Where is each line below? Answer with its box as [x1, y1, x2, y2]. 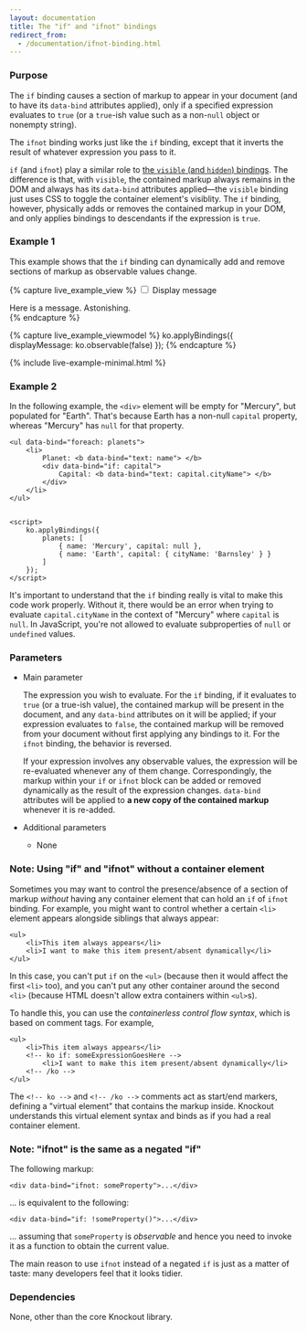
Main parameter [22, 672, 83, 683]
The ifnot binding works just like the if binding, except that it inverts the [9, 136, 284, 147]
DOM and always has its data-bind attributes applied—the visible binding [9, 184, 289, 195]
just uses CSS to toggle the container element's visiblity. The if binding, [9, 193, 281, 204]
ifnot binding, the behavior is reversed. [22, 738, 172, 749]
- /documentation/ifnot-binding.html [17, 38, 162, 48]
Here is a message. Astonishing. [9, 302, 131, 313]
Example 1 [9, 235, 56, 248]
